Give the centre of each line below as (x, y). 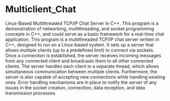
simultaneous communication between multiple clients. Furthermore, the (81, 71)
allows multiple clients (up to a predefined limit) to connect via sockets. (80, 50)
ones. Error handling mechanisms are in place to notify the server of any (81, 82)
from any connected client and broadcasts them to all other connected (79, 61)
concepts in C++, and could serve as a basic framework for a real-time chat (85, 34)
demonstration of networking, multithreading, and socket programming (80, 28)
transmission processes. (31, 93)
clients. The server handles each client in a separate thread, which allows (82, 66)
